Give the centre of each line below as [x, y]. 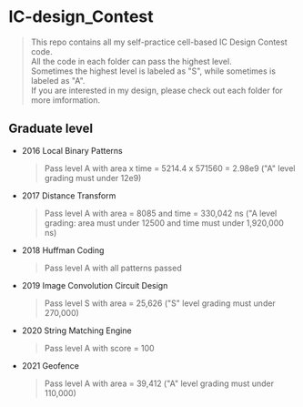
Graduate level [50, 129]
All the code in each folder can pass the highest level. [131, 61]
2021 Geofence [50, 365]
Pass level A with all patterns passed [113, 268]
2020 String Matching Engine [77, 331]
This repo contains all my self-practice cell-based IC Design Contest [159, 42]
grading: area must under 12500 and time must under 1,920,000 [164, 223]
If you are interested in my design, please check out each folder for [157, 90]
